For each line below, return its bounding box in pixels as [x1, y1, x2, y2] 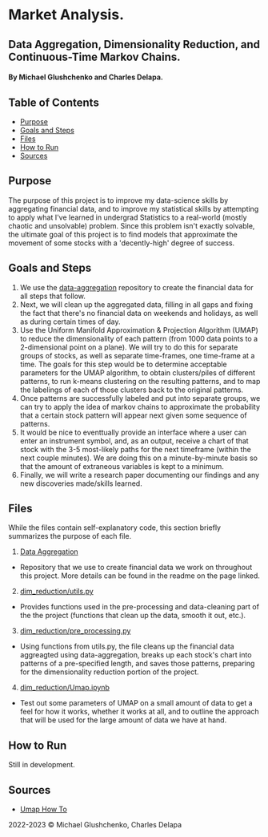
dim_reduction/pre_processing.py [19, 626, 131, 636]
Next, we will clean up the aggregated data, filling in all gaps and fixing [19, 299, 254, 309]
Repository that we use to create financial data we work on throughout [19, 563, 253, 572]
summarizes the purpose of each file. [8, 532, 132, 541]
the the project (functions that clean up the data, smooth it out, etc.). [19, 611, 246, 621]
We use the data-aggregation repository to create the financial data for [19, 282, 254, 292]
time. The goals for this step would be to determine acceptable [19, 359, 228, 369]
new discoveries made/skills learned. [19, 479, 142, 488]
